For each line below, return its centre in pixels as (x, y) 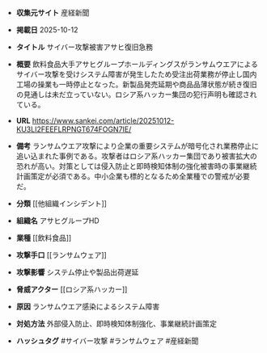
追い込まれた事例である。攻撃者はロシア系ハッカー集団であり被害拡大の (136, 156)
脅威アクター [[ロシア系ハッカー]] (72, 289)
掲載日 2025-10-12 (47, 30)
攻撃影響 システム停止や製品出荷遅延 (77, 272)
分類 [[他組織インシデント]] (61, 204)
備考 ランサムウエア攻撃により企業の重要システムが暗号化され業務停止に (137, 146)
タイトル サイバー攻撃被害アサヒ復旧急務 (85, 47)
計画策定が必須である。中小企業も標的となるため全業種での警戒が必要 (133, 176)
